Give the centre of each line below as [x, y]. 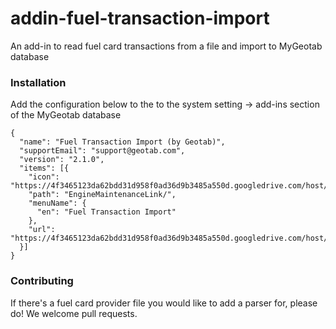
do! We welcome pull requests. [74, 313]
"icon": [44, 177]
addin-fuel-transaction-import [140, 18]
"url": [42, 230]
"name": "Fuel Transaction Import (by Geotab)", [122, 142]
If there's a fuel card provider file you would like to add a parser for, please [164, 303]
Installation [38, 82]
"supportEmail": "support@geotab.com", [102, 151]
